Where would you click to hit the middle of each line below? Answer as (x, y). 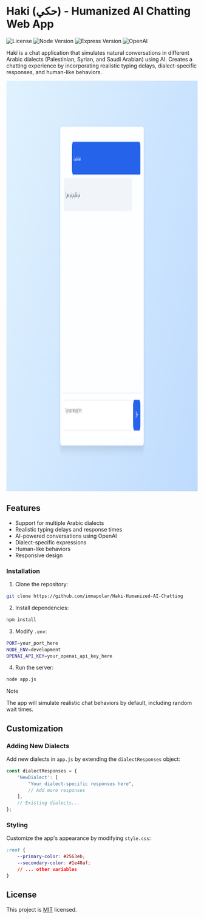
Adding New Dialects (38, 746)
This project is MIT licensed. (42, 909)
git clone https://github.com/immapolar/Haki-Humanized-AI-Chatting (95, 596)
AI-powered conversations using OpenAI (66, 536)
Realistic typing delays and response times (69, 529)
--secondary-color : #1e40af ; (54, 863)
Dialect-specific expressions (51, 542)
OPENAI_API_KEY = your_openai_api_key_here (59, 656)
